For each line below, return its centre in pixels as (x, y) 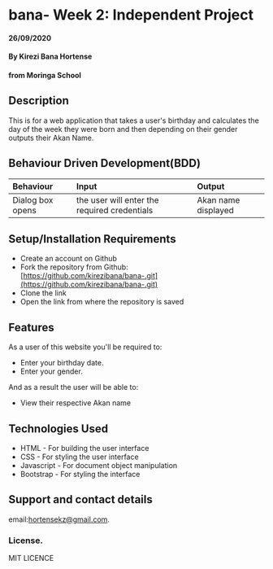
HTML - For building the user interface (84, 449)
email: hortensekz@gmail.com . (59, 519)
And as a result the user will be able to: (74, 387)
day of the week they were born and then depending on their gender (123, 129)
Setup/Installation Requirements (92, 239)
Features (31, 327)
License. (26, 541)
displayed (215, 210)
